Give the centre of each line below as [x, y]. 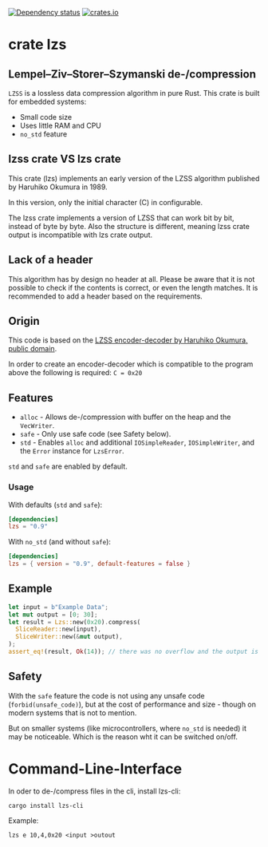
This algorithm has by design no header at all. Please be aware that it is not [132, 279]
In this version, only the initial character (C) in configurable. [106, 202]
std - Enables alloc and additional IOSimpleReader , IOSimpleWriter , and [137, 442]
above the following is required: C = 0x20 [75, 373]
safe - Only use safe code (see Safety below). [95, 434]
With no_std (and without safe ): [60, 542]
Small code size [46, 117]
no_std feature [43, 134]
